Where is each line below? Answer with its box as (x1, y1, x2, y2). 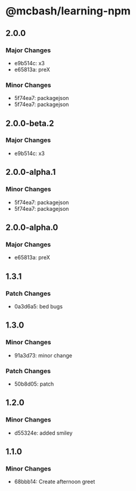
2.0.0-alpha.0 (5, 222, 58, 232)
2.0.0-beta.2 (5, 118, 54, 128)
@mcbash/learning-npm (5, 4, 131, 18)
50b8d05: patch (14, 380, 54, 387)
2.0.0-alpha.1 (5, 167, 56, 177)
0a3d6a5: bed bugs (14, 302, 63, 310)
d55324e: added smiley (14, 429, 73, 437)
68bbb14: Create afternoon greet (14, 478, 95, 486)
